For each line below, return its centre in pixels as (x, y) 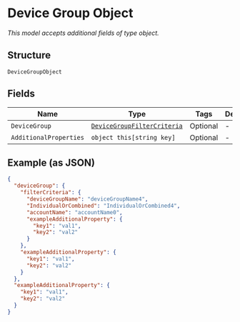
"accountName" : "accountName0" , (74, 212)
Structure (29, 55)
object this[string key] (133, 137)
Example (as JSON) (51, 162)
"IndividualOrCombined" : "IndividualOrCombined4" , (103, 206)
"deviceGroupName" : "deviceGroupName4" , (87, 199)
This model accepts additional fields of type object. (83, 33)
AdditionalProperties (47, 137)
